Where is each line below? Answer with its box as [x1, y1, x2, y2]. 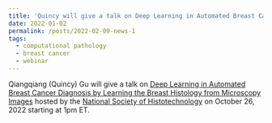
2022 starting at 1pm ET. [8, 104, 91, 114]
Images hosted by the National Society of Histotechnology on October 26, [8, 96, 255, 106]
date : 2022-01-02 [8, 19, 67, 28]
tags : [8, 34, 27, 43]
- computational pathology [15, 42, 107, 50]
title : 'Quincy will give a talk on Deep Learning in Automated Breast [8, 11, 255, 20]
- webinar [15, 57, 49, 66]
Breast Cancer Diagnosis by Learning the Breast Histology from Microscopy [8, 87, 261, 97]
